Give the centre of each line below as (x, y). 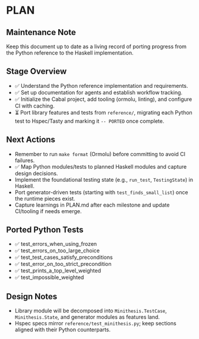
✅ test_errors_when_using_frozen (56, 244)
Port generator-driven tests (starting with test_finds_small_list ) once (101, 192)
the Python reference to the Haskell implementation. (70, 53)
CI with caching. (34, 106)
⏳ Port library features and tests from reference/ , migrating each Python (104, 112)
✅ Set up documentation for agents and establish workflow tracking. (99, 92)
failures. (25, 160)
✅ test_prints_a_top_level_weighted (58, 271)
